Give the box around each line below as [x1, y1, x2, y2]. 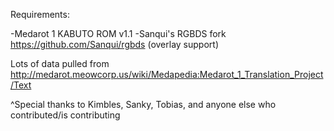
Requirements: [10, 9, 70, 20]
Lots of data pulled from [10, 58, 110, 69]
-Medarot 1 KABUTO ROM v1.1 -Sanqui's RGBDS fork [10, 28, 227, 39]
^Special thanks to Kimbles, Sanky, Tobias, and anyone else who [10, 99, 277, 110]
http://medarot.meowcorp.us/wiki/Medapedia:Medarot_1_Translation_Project [10, 69, 324, 80]
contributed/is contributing [10, 109, 121, 121]
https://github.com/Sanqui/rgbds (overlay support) [10, 39, 220, 50]
